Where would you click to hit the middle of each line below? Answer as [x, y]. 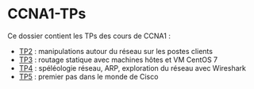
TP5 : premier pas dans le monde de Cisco [89, 76]
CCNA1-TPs [47, 14]
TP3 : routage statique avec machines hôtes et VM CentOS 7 [118, 60]
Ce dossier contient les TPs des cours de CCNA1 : [89, 36]
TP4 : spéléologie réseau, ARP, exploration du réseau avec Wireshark [133, 68]
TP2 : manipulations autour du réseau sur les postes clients [116, 51]
